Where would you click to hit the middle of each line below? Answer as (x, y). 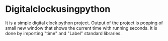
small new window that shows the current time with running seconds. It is (81, 28)
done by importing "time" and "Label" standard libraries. (64, 33)
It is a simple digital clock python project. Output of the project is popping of (84, 23)
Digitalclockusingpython (58, 9)
